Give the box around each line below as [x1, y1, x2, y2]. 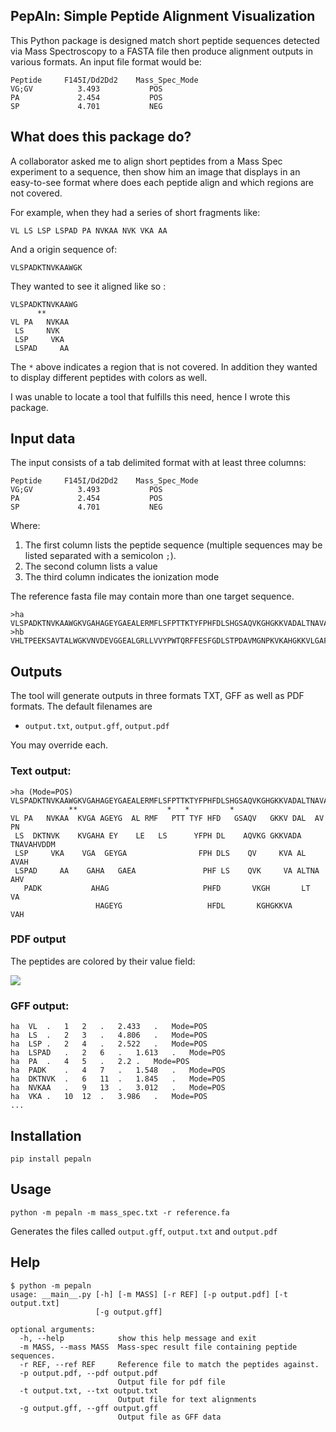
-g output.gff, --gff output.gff [19, 1403, 159, 1413]
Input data [10, 430, 76, 448]
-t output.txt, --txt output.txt [19, 1385, 159, 1396]
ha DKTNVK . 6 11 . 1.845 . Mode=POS [10, 1074, 226, 1084]
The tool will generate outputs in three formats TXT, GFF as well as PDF [10, 690, 305, 702]
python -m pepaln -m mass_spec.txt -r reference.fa [10, 1207, 230, 1218]
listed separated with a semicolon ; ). [24, 550, 177, 562]
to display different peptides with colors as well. [10, 371, 208, 383]
